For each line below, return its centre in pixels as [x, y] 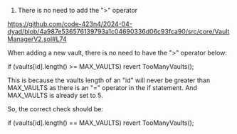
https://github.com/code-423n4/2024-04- [70, 24]
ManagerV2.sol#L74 [37, 39]
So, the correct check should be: [55, 109]
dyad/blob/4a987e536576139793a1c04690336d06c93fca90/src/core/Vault [118, 32]
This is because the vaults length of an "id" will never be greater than [109, 80]
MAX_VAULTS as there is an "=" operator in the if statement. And [102, 88]
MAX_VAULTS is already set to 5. [55, 95]
